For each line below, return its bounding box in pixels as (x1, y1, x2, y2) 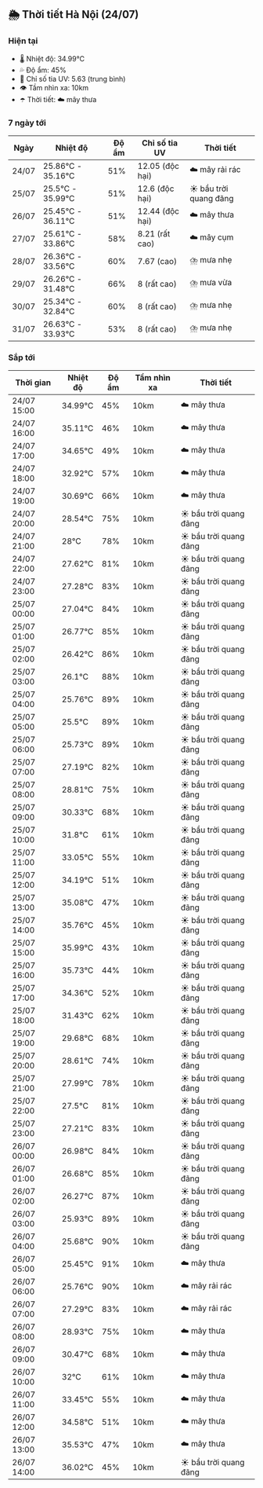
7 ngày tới (8, 117, 47, 128)
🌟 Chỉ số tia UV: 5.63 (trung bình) (19, 74, 126, 83)
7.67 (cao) (137, 255, 178, 266)
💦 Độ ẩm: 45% (19, 65, 67, 75)
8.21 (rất (137, 228, 171, 239)
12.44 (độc (137, 205, 180, 216)
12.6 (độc (137, 183, 175, 194)
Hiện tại (8, 35, 38, 46)
